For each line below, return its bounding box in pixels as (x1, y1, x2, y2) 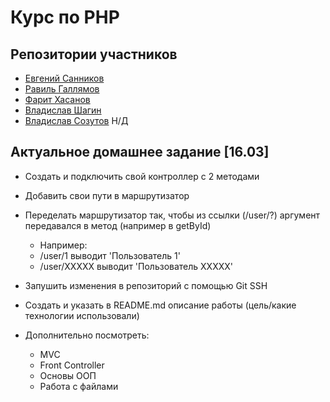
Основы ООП (39, 369, 97, 381)
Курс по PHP (10, 6, 120, 29)
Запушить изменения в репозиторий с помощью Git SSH (24, 279, 268, 291)
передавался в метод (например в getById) (24, 219, 212, 231)
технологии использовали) (24, 309, 140, 321)
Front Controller (39, 359, 105, 371)
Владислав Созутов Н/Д (24, 115, 129, 126)
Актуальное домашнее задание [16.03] (10, 144, 270, 161)
